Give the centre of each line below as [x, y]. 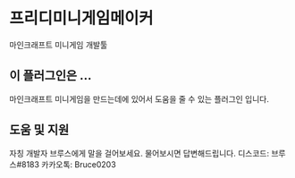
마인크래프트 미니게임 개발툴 [59, 45]
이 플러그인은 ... [51, 76]
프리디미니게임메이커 [81, 18]
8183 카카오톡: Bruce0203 [68, 164]
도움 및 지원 [39, 130]
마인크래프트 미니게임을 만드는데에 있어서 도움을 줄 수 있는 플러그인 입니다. [139, 98]
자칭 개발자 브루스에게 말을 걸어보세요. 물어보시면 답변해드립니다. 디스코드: [139, 153]
